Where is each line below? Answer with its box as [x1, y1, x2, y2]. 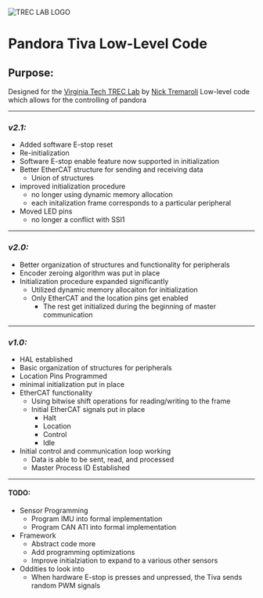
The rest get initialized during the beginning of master [42, 301, 217, 311]
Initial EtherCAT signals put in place [31, 404, 146, 414]
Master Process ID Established [31, 463, 131, 472]
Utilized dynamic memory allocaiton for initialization [31, 285, 198, 294]
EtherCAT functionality [19, 388, 92, 397]
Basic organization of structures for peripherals [19, 363, 172, 372]
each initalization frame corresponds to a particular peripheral [31, 199, 232, 208]
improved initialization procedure [19, 181, 126, 191]
